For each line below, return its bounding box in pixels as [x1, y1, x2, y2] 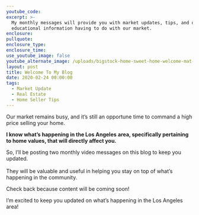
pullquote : [6, 36, 33, 42]
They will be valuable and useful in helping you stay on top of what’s [6, 167, 173, 175]
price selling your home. [6, 119, 65, 126]
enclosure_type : [6, 42, 46, 48]
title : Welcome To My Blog [6, 69, 73, 75]
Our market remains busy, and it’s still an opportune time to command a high [6, 113, 192, 120]
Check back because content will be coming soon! [6, 185, 130, 192]
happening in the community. [6, 174, 78, 181]
